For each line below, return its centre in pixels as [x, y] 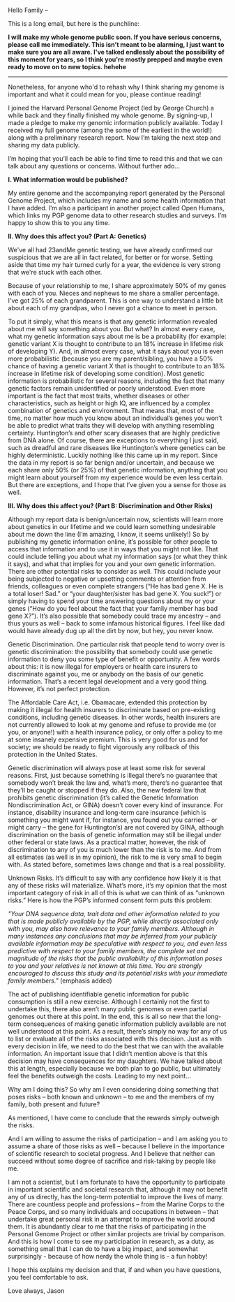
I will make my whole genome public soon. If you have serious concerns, [115, 37]
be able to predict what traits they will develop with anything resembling [111, 425]
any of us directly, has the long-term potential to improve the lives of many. [116, 1197]
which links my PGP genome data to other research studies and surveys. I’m [117, 215]
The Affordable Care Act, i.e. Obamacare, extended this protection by [108, 702]
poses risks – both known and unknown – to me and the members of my [111, 1097]
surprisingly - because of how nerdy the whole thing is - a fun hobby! [108, 1256]
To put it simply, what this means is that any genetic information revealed [113, 321]
